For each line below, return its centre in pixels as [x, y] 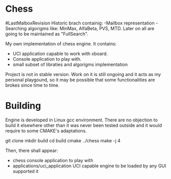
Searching [16, 28]
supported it [26, 171]
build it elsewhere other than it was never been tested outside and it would [84, 125]
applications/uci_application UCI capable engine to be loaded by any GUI [89, 166]
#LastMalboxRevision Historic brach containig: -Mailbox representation [80, 23]
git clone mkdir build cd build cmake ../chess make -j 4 [63, 140]
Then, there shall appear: [32, 150]
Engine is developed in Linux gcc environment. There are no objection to [82, 120]
